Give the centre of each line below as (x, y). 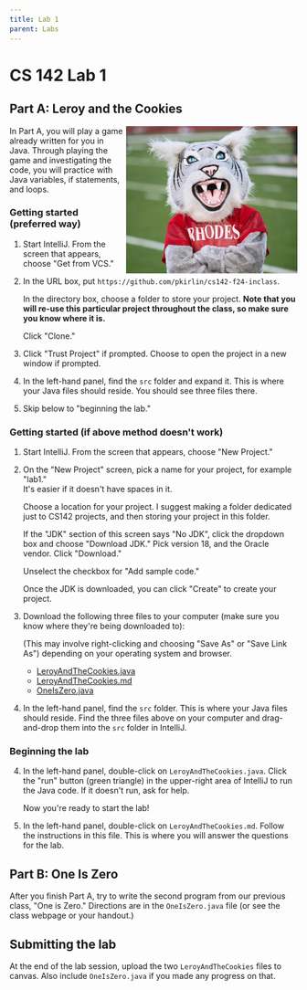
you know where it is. (64, 318)
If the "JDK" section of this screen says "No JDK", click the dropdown (153, 534)
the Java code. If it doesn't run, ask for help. (106, 791)
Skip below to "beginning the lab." (86, 408)
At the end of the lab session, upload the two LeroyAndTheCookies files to (145, 966)
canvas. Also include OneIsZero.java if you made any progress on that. (143, 976)
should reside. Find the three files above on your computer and (141, 718)
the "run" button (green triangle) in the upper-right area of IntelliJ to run (157, 781)
